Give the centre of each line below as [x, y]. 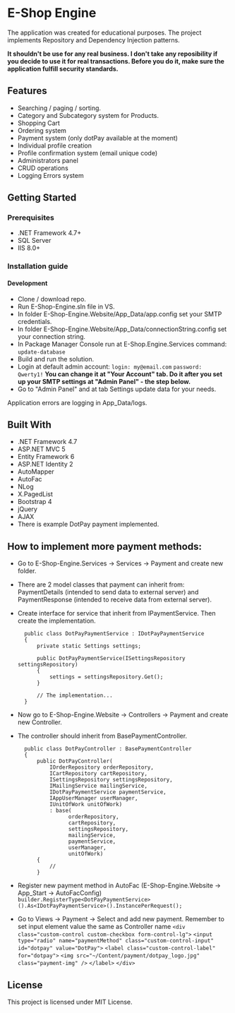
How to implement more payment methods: [105, 546]
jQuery [27, 509]
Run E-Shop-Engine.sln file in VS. [66, 306]
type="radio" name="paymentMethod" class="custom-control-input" [115, 941]
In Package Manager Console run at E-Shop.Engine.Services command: [122, 344]
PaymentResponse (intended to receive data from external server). [114, 600]
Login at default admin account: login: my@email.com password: [110, 366]
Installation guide [38, 266]
